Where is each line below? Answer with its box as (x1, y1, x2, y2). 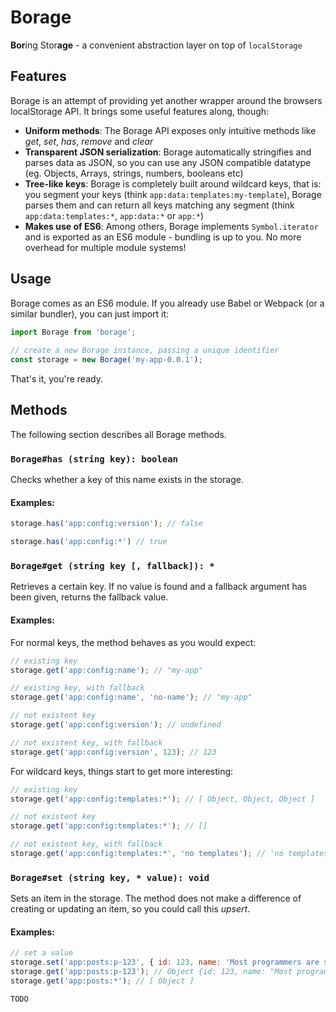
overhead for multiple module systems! (24, 241, 187, 253)
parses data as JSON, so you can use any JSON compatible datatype (24, 156, 312, 168)
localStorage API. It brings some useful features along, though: (10, 105, 270, 117)
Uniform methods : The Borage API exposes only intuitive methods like (24, 124, 317, 136)
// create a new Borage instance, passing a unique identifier (10, 346, 280, 356)
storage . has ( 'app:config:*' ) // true (10, 537, 168, 547)
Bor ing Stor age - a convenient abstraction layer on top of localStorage (10, 39, 303, 51)
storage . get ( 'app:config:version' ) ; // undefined (10, 720, 222, 730)
